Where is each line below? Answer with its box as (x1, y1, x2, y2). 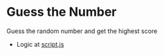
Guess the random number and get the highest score (6, 27, 158, 35)
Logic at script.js (16, 40, 64, 48)
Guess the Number (6, 4, 117, 20)
